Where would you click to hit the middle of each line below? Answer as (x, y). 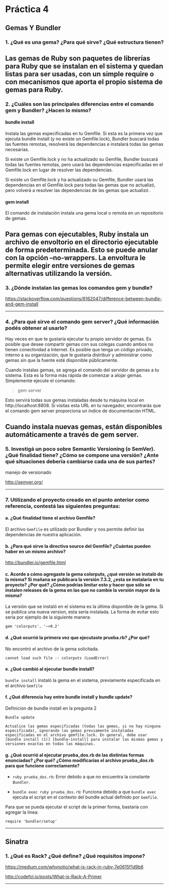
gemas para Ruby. (34, 90)
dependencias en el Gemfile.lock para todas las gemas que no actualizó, (80, 185)
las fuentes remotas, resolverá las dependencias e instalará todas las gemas (84, 144)
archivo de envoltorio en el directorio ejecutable (82, 242)
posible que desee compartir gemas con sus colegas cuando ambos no (79, 344)
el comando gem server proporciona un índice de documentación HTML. (81, 411)
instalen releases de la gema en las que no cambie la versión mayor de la (82, 590)
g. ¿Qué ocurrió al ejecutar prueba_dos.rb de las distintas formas (75, 755)
